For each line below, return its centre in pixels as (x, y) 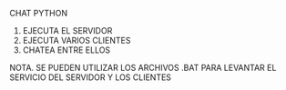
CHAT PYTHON (39, 13)
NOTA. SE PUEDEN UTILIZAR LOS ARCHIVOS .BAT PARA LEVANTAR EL (143, 68)
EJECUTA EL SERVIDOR (67, 30)
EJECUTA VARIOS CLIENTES (77, 40)
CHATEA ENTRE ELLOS (66, 50)
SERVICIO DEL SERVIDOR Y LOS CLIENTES (90, 77)
